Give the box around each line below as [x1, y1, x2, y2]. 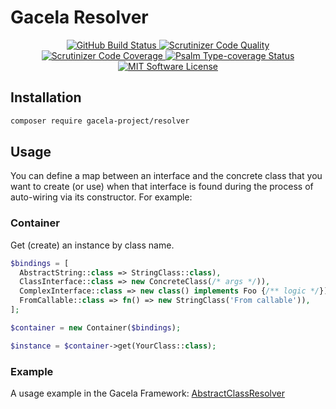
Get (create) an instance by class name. [10, 239, 175, 251]
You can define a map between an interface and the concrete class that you [10, 170, 323, 182]
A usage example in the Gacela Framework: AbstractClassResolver [10, 387, 286, 400]
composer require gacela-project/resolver [10, 116, 190, 126]
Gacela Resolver [10, 6, 149, 29]
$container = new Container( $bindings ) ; [10, 322, 182, 333]
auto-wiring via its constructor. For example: [10, 191, 193, 203]
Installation [10, 89, 82, 106]
